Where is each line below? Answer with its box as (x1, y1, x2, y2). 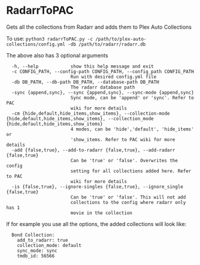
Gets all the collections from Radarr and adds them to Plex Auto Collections (6, 23, 192, 31)
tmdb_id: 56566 (17, 252, 55, 259)
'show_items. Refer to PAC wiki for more (70, 136, 175, 142)
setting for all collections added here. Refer (70, 168, 192, 174)
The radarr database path (70, 84, 135, 90)
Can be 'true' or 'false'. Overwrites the (70, 157, 178, 163)
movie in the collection (70, 210, 133, 216)
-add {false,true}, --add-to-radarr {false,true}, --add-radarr (11, 147, 175, 153)
